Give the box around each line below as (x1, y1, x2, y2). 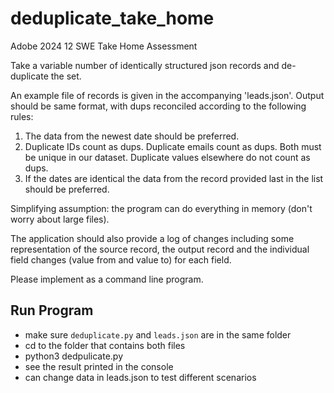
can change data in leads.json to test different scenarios (24, 371, 257, 383)
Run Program (10, 302, 94, 319)
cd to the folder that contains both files (24, 339, 186, 351)
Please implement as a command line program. (10, 273, 204, 285)
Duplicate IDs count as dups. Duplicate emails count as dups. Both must (24, 140, 322, 152)
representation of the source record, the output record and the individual (10, 243, 310, 255)
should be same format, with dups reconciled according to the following (10, 100, 307, 112)
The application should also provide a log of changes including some (10, 232, 295, 244)
